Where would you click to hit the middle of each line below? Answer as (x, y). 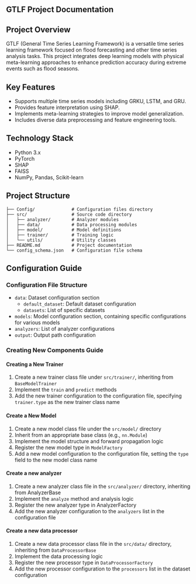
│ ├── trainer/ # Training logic (60, 235)
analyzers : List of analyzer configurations (65, 329)
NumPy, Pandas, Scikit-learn (49, 177)
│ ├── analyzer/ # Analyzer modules (62, 219)
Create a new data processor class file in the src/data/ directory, (93, 544)
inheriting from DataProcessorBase (55, 550)
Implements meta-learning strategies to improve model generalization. (99, 114)
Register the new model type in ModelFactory (68, 447)
